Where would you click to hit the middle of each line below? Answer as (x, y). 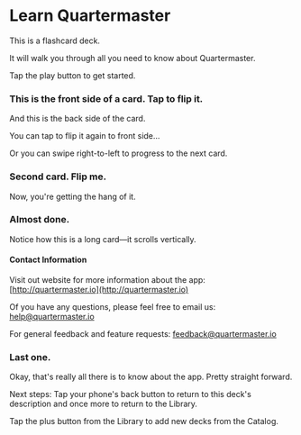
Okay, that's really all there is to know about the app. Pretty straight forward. (151, 377)
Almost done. (40, 220)
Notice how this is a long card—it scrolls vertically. (103, 239)
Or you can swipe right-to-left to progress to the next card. (119, 153)
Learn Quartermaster (90, 16)
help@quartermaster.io (52, 317)
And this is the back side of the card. (78, 119)
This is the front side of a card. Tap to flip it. (106, 98)
